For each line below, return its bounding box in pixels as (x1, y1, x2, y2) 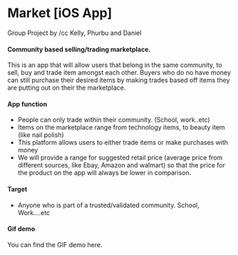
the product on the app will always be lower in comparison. (17, 169, 192, 177)
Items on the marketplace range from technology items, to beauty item (17, 123, 226, 132)
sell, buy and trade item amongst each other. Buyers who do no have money (7, 68, 232, 77)
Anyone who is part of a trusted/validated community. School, (17, 201, 200, 209)
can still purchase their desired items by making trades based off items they (7, 76, 230, 85)
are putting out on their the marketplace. (7, 83, 126, 92)
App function (7, 100, 48, 108)
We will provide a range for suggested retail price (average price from (17, 153, 223, 162)
